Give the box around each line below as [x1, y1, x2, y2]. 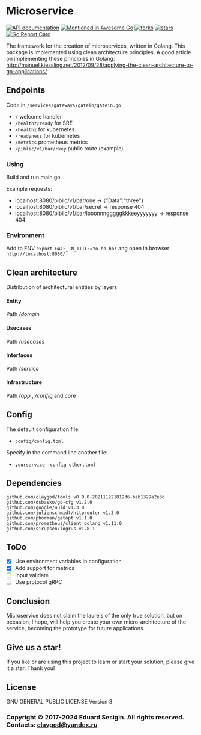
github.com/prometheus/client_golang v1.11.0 [6, 520, 122, 526]
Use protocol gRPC [14, 578, 63, 585]
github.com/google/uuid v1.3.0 [6, 504, 85, 510]
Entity [6, 297, 22, 305]
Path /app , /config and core [6, 392, 76, 399]
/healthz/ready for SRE [14, 119, 73, 126]
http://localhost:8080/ [6, 251, 66, 257]
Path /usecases [6, 338, 45, 345]
